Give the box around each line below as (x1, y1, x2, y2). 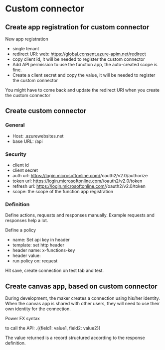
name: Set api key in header (12, 237, 70, 243)
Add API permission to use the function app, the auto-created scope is (12, 62, 158, 67)
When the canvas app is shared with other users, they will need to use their (5, 301, 160, 307)
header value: (12, 252, 41, 259)
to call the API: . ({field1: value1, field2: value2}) (5, 325, 101, 331)
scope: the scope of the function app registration (12, 188, 114, 194)
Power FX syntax (5, 316, 40, 322)
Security (5, 150, 26, 157)
